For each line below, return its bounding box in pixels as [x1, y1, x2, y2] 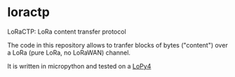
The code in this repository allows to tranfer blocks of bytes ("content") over [7, 41, 228, 49]
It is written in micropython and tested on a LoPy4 [7, 62, 152, 70]
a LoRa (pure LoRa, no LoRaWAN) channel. [7, 48, 131, 57]
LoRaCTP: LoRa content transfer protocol [7, 27, 126, 36]
